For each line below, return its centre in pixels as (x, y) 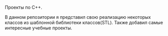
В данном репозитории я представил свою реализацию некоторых (78, 17)
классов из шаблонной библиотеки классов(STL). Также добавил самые (84, 23)
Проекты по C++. (24, 7)
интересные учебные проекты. (38, 28)
